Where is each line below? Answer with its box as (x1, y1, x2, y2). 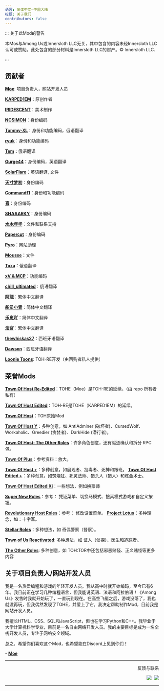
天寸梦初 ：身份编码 (5, 180, 44, 185)
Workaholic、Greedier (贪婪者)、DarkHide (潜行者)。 (5, 429, 111, 435)
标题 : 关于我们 (5, 12, 32, 17)
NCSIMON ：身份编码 (5, 117, 48, 123)
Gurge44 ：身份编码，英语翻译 (5, 159, 67, 164)
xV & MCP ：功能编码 (5, 273, 47, 279)
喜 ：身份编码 (5, 200, 31, 206)
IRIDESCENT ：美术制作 (5, 107, 52, 113)
